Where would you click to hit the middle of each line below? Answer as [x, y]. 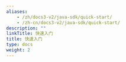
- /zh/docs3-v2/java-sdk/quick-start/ [64, 17]
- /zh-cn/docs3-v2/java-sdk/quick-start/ [68, 22]
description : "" [26, 28]
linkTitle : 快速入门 [30, 34]
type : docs [20, 45]
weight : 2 [18, 50]
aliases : [17, 12]
